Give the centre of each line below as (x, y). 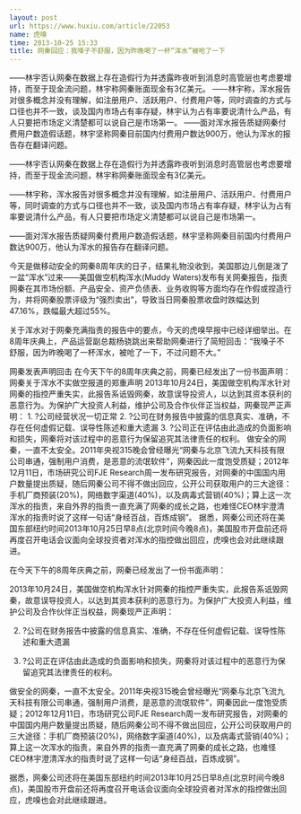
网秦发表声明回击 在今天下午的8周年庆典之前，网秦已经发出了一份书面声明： (150, 372)
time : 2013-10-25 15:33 (54, 43)
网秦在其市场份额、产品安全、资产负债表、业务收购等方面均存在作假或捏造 (146, 289)
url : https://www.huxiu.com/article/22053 (90, 26)
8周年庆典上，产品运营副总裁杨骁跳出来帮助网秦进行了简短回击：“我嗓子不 (147, 341)
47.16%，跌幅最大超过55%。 (62, 311)
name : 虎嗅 (28, 34)
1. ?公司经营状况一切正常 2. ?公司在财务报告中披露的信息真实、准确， (154, 416)
